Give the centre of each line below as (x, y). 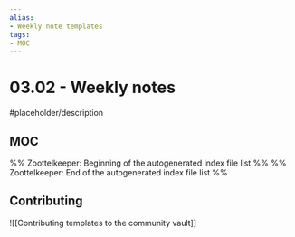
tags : (19, 34)
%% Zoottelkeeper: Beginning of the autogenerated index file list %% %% (148, 163)
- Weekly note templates (56, 26)
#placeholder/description (57, 113)
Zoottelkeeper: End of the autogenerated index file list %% (119, 172)
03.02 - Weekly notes (93, 88)
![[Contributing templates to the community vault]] (103, 223)
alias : (22, 18)
